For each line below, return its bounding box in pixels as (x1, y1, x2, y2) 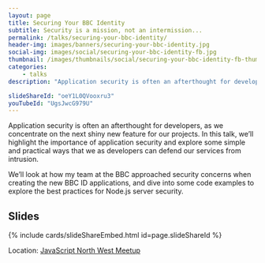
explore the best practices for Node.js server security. (8, 186, 184, 196)
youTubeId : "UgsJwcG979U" (8, 100, 93, 107)
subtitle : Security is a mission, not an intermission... (8, 26, 203, 34)
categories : (8, 63, 47, 71)
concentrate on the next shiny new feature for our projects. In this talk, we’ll (8, 130, 254, 139)
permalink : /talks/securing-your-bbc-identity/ (8, 33, 168, 42)
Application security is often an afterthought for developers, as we (8, 121, 224, 130)
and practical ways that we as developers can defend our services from (8, 146, 242, 156)
